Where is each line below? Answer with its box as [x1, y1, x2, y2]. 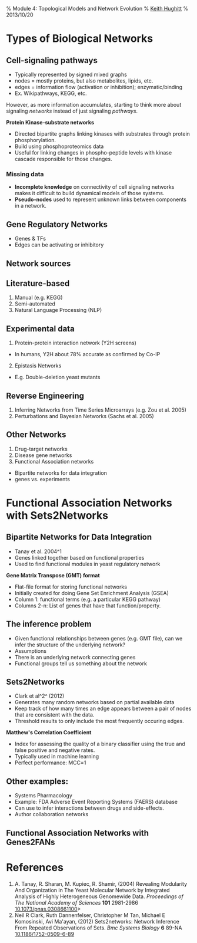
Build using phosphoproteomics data [14, 143, 104, 150]
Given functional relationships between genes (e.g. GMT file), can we [14, 635, 183, 642]
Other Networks [6, 430, 66, 440]
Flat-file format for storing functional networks [14, 583, 128, 590]
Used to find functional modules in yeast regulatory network [14, 560, 161, 567]
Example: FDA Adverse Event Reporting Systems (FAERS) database [14, 799, 178, 806]
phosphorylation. [14, 137, 56, 143]
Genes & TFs [14, 235, 46, 242]
